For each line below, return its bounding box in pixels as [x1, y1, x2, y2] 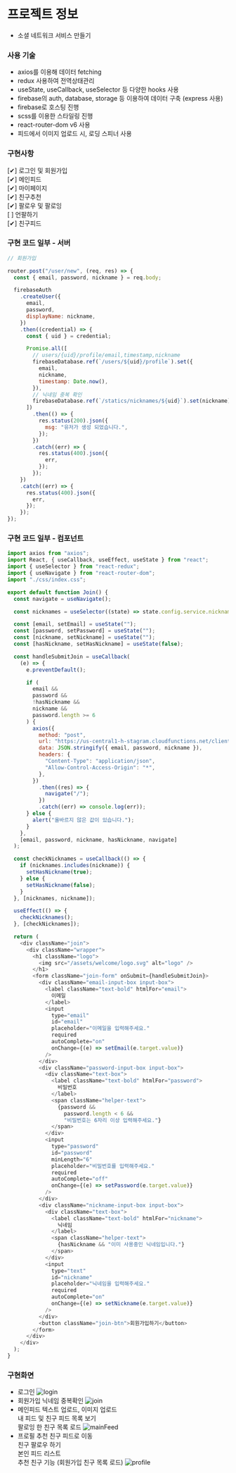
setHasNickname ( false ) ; [25, 881, 96, 888]
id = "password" [51, 1149, 93, 1156]
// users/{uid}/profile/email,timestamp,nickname [32, 352, 181, 359]
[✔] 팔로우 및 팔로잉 [7, 201, 62, 210]
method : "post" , [38, 731, 86, 738]
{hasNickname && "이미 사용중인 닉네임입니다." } [57, 1241, 185, 1248]
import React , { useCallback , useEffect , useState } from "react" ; [7, 557, 209, 564]
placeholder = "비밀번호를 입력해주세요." [51, 1162, 155, 1169]
